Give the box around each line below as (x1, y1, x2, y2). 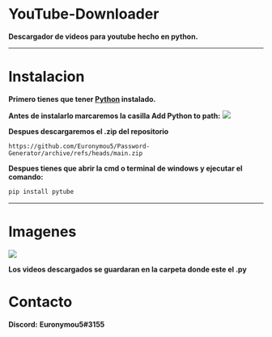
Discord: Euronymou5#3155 (8, 319, 105, 329)
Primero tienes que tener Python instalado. (8, 94, 156, 103)
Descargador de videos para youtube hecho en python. (8, 32, 198, 41)
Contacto (8, 293, 73, 311)
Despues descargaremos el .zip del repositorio (8, 126, 169, 136)
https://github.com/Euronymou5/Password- (8, 142, 151, 150)
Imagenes (8, 222, 77, 241)
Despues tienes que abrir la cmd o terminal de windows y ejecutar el (8, 163, 243, 173)
